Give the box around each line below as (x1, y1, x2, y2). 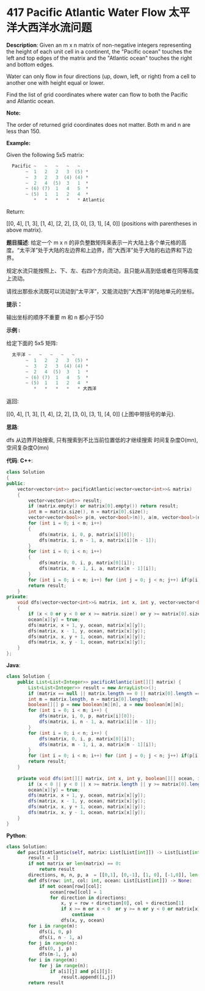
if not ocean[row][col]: (38, 883, 103, 889)
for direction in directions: (49, 895, 127, 901)
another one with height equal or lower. (6, 79, 105, 86)
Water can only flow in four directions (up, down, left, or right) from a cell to (6, 73, 196, 80)
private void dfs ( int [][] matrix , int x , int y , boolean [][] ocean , (17, 775, 195, 781)
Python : (6, 832, 27, 839)
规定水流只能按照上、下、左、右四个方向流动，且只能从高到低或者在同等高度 (6, 267, 199, 274)
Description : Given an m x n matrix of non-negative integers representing (6, 41, 192, 49)
